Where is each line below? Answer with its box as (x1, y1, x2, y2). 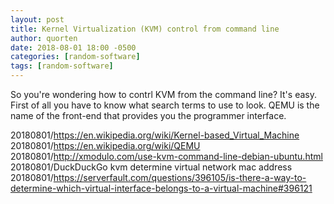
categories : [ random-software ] (10, 52, 141, 62)
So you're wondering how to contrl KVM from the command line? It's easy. (10, 89, 317, 100)
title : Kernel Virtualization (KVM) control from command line (10, 24, 280, 34)
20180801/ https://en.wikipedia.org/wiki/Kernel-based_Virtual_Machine (10, 129, 300, 141)
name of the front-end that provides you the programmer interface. (10, 110, 287, 121)
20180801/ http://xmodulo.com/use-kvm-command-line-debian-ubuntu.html (10, 151, 323, 162)
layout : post (10, 14, 65, 25)
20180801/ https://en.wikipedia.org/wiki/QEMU (10, 140, 201, 151)
